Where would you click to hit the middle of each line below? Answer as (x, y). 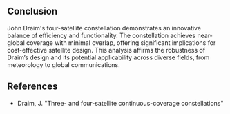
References (32, 87)
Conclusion (32, 11)
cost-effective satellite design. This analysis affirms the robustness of (106, 50)
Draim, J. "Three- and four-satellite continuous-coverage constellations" (120, 103)
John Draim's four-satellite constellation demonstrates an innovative (104, 28)
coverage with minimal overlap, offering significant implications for (121, 42)
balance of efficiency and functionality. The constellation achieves (102, 35)
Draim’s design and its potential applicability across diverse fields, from (108, 57)
